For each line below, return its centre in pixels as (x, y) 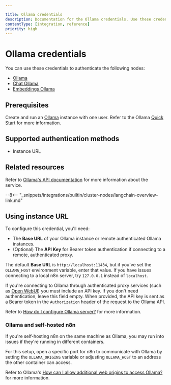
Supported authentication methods (62, 139)
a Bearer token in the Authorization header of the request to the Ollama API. (85, 302)
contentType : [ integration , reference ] (48, 24)
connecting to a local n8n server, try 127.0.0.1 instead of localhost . (77, 276)
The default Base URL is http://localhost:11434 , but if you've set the (78, 265)
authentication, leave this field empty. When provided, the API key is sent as (85, 297)
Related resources (35, 167)
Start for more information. (33, 123)
